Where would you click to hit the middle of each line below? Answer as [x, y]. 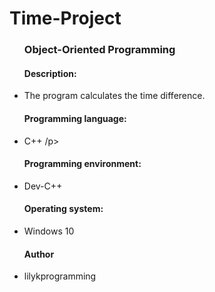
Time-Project [65, 18]
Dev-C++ [43, 186]
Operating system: [63, 209]
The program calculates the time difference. [114, 96]
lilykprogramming [60, 276]
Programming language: [75, 118]
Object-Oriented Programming [99, 50]
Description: [50, 73]
